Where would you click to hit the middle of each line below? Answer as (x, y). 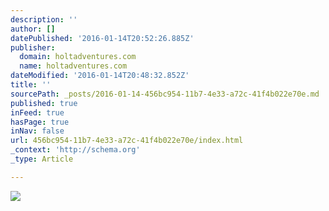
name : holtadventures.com (73, 66)
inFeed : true (37, 112)
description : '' (44, 19)
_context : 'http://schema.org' (75, 150)
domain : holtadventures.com (78, 57)
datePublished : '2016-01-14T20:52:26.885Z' (102, 38)
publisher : (33, 47)
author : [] (33, 29)
